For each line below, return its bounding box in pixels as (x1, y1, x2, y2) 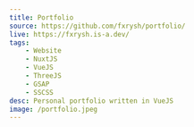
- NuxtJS (25, 55, 58, 63)
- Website (25, 47, 63, 55)
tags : (9, 38, 30, 47)
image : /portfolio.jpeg (9, 105, 98, 114)
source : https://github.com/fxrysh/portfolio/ (9, 21, 186, 30)
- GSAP (25, 80, 50, 89)
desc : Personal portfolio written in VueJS (9, 96, 174, 106)
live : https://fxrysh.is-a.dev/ (9, 30, 130, 38)
